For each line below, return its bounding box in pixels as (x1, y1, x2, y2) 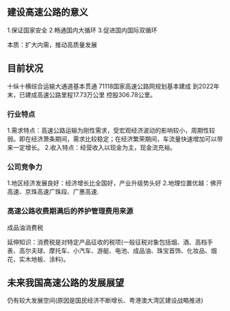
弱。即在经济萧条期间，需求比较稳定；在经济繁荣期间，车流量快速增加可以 (7, 134, 217, 142)
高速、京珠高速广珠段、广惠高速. (7, 188, 99, 196)
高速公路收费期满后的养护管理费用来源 (7, 206, 133, 216)
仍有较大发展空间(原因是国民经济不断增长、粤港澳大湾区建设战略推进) (7, 297, 204, 305)
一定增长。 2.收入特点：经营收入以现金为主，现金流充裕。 (12, 143, 177, 151)
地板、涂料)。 (30, 255, 70, 263)
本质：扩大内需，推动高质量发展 (7, 40, 97, 49)
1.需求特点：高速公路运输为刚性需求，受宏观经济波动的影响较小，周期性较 (7, 126, 216, 134)
